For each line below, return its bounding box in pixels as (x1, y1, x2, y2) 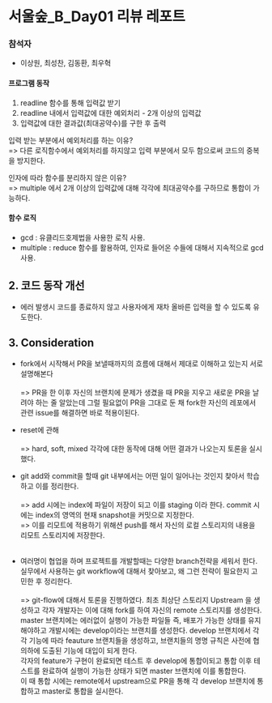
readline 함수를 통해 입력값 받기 (19, 98, 121, 108)
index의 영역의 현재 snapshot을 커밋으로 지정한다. (35, 509, 194, 519)
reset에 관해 (19, 424, 59, 434)
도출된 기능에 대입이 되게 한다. (41, 645, 138, 655)
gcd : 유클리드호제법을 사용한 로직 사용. (19, 232, 146, 242)
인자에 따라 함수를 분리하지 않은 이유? (8, 173, 127, 182)
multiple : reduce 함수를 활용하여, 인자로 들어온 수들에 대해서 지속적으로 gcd (19, 242, 264, 252)
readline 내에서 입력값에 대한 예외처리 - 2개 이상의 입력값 (19, 108, 202, 117)
